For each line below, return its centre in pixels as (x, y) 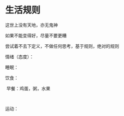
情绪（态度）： (19, 57)
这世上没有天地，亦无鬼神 (31, 25)
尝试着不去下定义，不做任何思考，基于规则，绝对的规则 (62, 46)
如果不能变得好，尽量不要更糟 (36, 35)
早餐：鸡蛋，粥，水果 (28, 88)
